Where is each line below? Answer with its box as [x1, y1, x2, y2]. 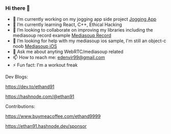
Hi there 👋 [5, 5, 31, 12]
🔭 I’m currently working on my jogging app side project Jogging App [12, 16, 157, 22]
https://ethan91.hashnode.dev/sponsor [5, 123, 87, 129]
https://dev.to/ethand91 [5, 84, 55, 90]
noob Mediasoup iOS [12, 43, 57, 49]
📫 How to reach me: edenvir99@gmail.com [12, 55, 105, 61]
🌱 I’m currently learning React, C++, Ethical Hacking [12, 21, 123, 28]
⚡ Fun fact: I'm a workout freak [12, 62, 78, 68]
